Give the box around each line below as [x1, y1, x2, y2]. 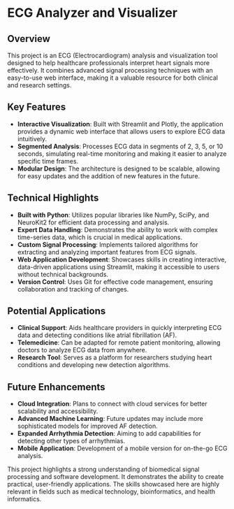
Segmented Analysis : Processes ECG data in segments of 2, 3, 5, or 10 [17, 142, 224, 150]
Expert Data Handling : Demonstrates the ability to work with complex [17, 225, 218, 234]
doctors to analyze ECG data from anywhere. [17, 346, 147, 354]
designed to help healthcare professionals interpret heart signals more [7, 59, 210, 67]
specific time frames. [17, 157, 79, 165]
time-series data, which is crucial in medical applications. [17, 233, 183, 241]
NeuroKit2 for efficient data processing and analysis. [17, 218, 170, 227]
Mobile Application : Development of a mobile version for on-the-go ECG [17, 444, 228, 452]
